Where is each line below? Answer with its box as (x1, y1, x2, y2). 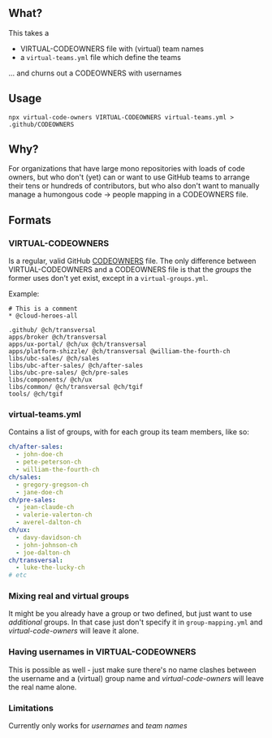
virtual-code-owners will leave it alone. (8, 626, 140, 636)
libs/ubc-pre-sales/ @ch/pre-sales (8, 369, 129, 377)
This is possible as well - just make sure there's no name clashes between (8, 665, 257, 675)
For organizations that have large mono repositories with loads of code (8, 164, 245, 174)
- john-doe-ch (15, 451, 63, 459)
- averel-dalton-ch (15, 519, 82, 527)
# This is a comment (8, 304, 79, 313)
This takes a (8, 28, 50, 37)
